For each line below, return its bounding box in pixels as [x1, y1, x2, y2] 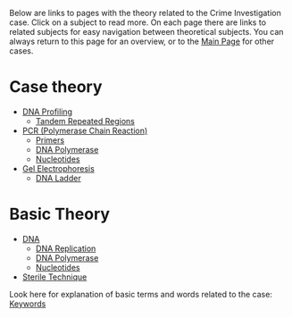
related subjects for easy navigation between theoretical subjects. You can [9, 27, 284, 37]
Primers [35, 134, 65, 146]
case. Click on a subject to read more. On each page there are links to [9, 17, 266, 28]
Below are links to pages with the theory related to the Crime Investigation [9, 8, 281, 18]
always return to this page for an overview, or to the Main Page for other [9, 36, 275, 46]
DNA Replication [35, 243, 96, 254]
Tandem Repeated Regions [35, 115, 136, 126]
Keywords [9, 298, 46, 309]
